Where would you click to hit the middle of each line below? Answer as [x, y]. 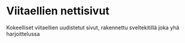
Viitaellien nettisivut [58, 11]
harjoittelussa [23, 33]
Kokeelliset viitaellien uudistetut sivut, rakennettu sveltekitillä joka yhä [93, 27]
